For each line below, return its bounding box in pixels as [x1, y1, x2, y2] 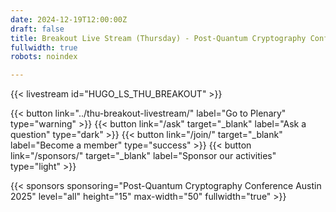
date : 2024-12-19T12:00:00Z [10, 14, 128, 25]
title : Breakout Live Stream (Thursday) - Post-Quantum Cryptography [10, 33, 307, 43]
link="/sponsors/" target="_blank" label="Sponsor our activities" [10, 150, 277, 162]
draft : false [10, 24, 65, 34]
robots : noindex [10, 52, 78, 62]
